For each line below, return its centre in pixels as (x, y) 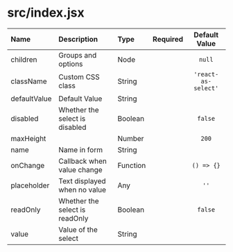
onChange (28, 165)
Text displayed (82, 180)
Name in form (80, 149)
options (71, 64)
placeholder (30, 185)
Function (132, 165)
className (29, 81)
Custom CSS (79, 76)
